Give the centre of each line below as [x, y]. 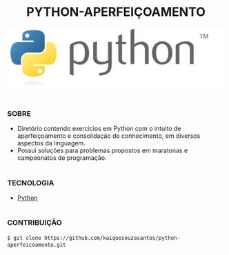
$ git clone [24, 238]
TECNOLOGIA [31, 183]
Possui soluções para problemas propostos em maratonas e [102, 151]
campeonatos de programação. [62, 158]
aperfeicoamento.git [37, 245]
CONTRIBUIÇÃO [34, 223]
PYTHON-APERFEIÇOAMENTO [116, 12]
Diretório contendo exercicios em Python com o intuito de [99, 129]
